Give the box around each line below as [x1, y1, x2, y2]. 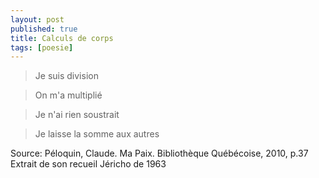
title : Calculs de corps [10, 33, 114, 43]
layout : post [10, 14, 65, 25]
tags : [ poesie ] [10, 42, 74, 53]
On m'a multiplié [34, 89, 103, 101]
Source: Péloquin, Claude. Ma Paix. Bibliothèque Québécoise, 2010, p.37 [10, 147, 309, 160]
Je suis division [34, 70, 99, 82]
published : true [10, 24, 78, 34]
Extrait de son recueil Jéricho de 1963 [10, 158, 167, 170]
